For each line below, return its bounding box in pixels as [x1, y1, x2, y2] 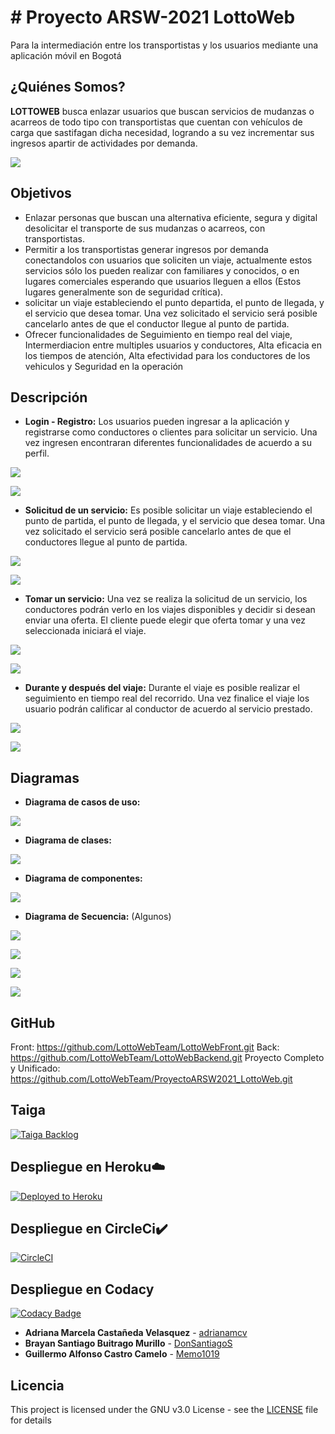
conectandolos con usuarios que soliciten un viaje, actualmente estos [24, 254, 313, 266]
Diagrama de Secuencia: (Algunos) [24, 911, 172, 923]
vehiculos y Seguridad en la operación [24, 360, 184, 372]
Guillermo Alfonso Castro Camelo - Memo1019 [24, 1348, 220, 1360]
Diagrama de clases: [24, 834, 112, 846]
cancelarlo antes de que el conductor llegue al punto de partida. [24, 317, 290, 330]
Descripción [10, 389, 88, 406]
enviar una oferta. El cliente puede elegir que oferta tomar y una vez [24, 614, 306, 626]
